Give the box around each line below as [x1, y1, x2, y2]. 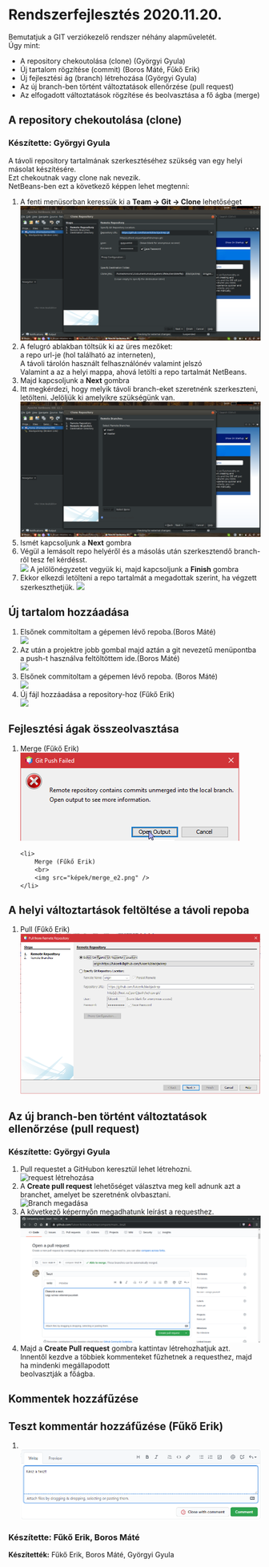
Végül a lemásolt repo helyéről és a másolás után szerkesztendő [19, 546, 232, 556]
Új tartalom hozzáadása [8, 606, 130, 619]
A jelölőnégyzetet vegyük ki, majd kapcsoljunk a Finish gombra [30, 564, 239, 574]
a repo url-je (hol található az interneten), [19, 350, 156, 360]
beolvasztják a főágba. [19, 1368, 95, 1379]
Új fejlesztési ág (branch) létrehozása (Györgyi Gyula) [19, 73, 198, 83]
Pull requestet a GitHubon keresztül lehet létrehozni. [19, 1164, 192, 1174]
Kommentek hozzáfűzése [8, 1392, 139, 1406]
